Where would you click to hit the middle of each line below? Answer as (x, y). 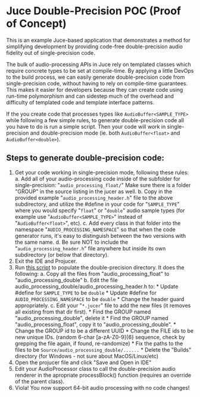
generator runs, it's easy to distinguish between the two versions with (100, 235)
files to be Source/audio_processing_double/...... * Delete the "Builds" (103, 349)
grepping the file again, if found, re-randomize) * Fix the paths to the (99, 343)
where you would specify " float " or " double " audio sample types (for (100, 210)
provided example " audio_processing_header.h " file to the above (94, 197)
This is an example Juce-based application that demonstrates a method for (98, 40)
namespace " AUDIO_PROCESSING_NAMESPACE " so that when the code (95, 229)
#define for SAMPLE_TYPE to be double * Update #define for (85, 293)
